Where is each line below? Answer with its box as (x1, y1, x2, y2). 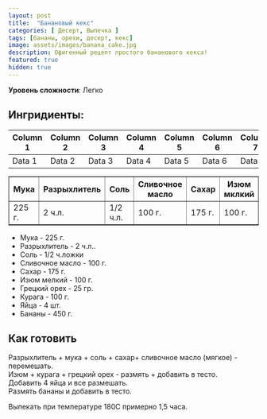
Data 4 (126, 155, 152, 166)
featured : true (8, 56, 59, 64)
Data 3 (88, 155, 114, 166)
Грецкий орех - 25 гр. (19, 283, 94, 293)
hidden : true (8, 64, 52, 72)
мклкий (223, 188, 255, 200)
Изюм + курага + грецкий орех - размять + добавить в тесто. (8, 370, 218, 379)
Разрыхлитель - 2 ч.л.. (19, 241, 96, 250)
